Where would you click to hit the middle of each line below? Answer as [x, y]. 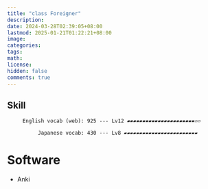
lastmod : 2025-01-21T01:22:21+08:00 [59, 33]
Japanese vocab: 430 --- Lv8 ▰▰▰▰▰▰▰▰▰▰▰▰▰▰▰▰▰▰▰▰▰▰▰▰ [117, 133]
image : [16, 39]
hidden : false [27, 71]
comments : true [29, 77]
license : [20, 65]
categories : [24, 45]
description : [26, 20]
